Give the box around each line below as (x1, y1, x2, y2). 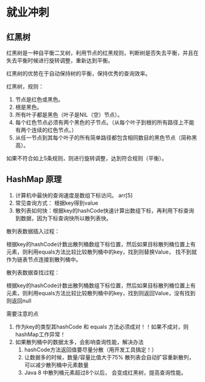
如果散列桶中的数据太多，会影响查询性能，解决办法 (15, 338, 144, 345)
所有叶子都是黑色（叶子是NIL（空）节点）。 (15, 111, 123, 118)
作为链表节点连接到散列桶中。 (6, 255, 81, 263)
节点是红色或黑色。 (15, 96, 64, 103)
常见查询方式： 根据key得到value (15, 199, 99, 207)
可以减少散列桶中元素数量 (24, 361, 89, 369)
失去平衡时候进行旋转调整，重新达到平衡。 (6, 57, 113, 64)
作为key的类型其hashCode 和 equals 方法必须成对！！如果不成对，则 (15, 323, 189, 330)
